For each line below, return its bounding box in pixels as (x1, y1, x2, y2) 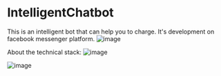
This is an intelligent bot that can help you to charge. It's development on (7, 27, 215, 36)
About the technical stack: (7, 48, 81, 56)
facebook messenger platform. (7, 34, 95, 42)
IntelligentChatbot (7, 5, 114, 21)
